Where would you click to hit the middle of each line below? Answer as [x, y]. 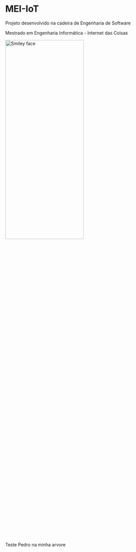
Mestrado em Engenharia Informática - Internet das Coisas [67, 33]
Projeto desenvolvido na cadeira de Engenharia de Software [68, 23]
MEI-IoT [22, 9]
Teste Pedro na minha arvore [36, 544]
